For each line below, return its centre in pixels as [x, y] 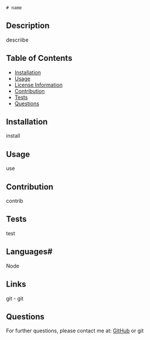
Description [28, 26]
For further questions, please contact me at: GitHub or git [75, 331]
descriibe [18, 40]
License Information [39, 85]
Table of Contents [39, 58]
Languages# [29, 252]
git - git [15, 298]
